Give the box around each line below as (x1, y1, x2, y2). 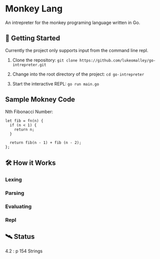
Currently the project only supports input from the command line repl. (5, 47, 148, 53)
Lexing (5, 176, 22, 183)
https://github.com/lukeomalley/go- (79, 58, 156, 63)
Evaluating (5, 203, 32, 210)
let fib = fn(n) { (5, 118, 43, 123)
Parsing (5, 189, 24, 196)
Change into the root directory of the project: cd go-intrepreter (12, 71, 144, 77)
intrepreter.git (12, 62, 46, 67)
